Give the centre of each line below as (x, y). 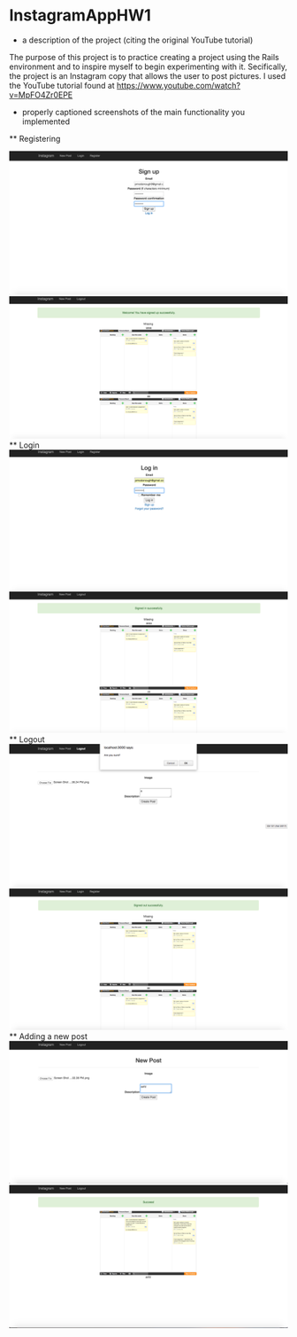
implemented (46, 121)
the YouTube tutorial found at (62, 85)
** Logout (27, 739)
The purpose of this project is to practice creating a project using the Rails (145, 57)
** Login (24, 445)
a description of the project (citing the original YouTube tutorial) (137, 40)
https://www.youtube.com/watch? (179, 85)
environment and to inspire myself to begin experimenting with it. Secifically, (148, 66)
